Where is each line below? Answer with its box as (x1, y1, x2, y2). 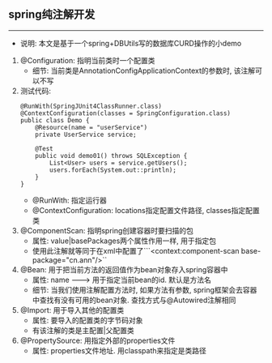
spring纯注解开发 (8, 7, 96, 22)
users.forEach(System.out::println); (49, 165, 176, 174)
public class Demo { (19, 116, 90, 124)
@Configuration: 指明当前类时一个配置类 (19, 55, 155, 65)
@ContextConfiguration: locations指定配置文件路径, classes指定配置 (32, 205, 261, 215)
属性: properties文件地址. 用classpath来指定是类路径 (32, 345, 206, 355)
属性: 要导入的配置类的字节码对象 (32, 315, 143, 325)
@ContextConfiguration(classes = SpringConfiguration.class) (19, 109, 232, 117)
